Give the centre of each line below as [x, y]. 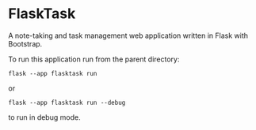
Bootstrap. [25, 43]
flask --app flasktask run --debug [67, 102]
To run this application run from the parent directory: [94, 59]
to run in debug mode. [44, 117]
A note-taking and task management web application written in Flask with [128, 35]
